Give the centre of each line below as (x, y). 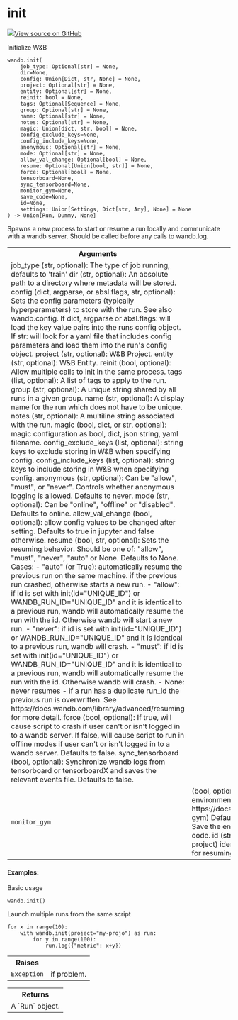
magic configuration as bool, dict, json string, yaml (95, 433)
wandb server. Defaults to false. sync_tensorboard (95, 753)
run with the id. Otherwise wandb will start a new (92, 620)
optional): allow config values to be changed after (93, 522)
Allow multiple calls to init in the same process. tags (97, 372)
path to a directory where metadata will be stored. (94, 283)
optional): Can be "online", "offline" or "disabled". (93, 504)
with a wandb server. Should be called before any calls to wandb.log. (108, 236)
